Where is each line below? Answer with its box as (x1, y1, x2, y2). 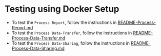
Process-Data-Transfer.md (11, 35, 65, 41)
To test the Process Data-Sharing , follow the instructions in (11, 40, 130, 46)
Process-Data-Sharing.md (11, 45, 65, 51)
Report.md (11, 24, 33, 30)
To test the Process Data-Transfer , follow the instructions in (11, 30, 132, 36)
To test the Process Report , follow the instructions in (11, 19, 117, 25)
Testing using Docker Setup (4, 3, 120, 15)
